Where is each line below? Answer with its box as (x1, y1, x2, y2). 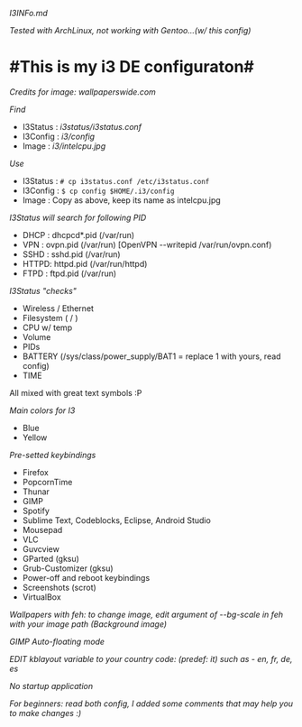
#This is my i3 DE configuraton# (9, 57, 254, 78)
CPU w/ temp (22, 322, 73, 333)
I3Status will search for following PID (9, 212, 147, 223)
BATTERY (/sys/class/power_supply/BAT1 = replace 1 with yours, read (22, 351, 281, 362)
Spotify (22, 505, 50, 516)
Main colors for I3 (9, 405, 76, 416)
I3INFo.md (9, 8, 48, 18)
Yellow (22, 432, 48, 443)
